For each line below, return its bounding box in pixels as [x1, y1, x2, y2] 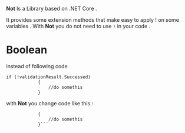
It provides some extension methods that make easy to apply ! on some [6, 16, 180, 23]
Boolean [6, 44, 48, 56]
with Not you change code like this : [6, 99, 94, 107]
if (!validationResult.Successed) [6, 74, 91, 80]
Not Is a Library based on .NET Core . [6, 5, 97, 12]
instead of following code [6, 62, 68, 69]
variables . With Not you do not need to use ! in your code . [6, 23, 151, 29]
